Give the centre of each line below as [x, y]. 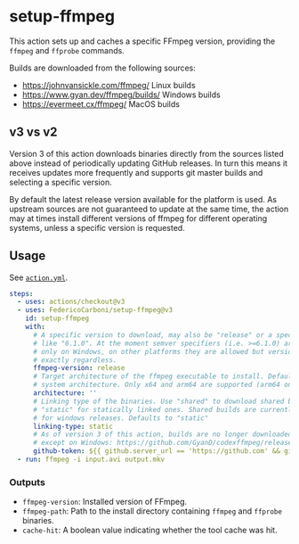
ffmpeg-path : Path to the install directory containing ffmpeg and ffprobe [152, 511]
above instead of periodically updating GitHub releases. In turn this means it [148, 163]
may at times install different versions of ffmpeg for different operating [138, 218]
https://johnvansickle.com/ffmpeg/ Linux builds [109, 85]
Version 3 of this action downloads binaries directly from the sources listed [147, 153]
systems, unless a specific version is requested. [97, 227]
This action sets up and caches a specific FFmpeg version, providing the [142, 41]
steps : [21, 293]
